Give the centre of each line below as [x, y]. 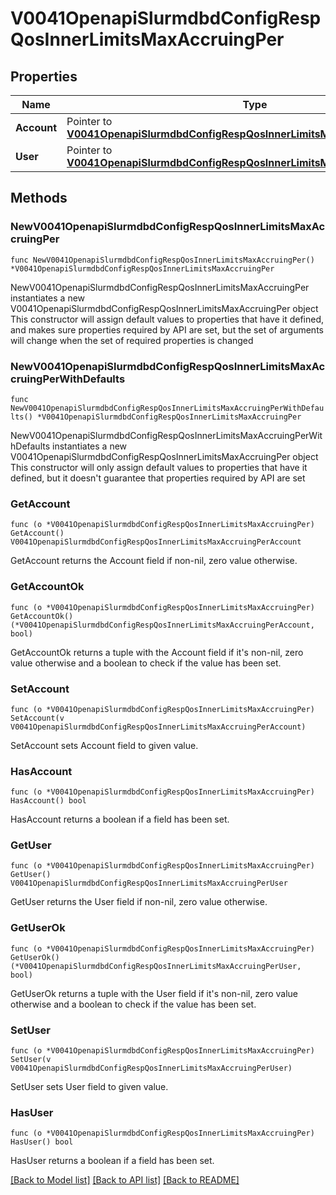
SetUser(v [31, 1060]
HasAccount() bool [48, 801]
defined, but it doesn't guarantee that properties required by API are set [158, 478]
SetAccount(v [37, 718]
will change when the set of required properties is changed [132, 340]
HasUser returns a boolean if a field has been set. [112, 1161]
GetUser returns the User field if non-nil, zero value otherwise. [139, 902]
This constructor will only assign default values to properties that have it [159, 467]
